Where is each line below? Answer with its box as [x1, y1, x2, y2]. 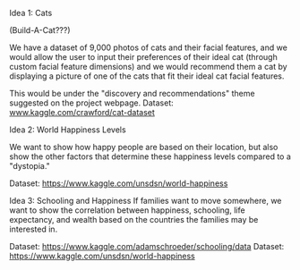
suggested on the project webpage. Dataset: [9, 97, 175, 108]
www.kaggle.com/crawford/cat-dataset [9, 107, 155, 117]
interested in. [9, 224, 58, 234]
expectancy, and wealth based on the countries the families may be [9, 215, 259, 224]
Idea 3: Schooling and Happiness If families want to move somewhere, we [9, 196, 282, 206]
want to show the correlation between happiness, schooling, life [9, 205, 245, 215]
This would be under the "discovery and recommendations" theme [9, 89, 255, 98]
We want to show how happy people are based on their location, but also [9, 142, 279, 152]
